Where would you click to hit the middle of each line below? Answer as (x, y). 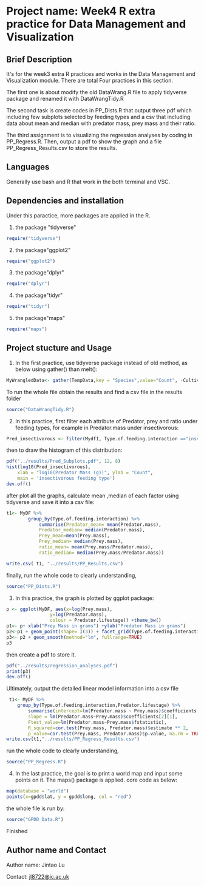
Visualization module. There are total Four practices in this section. (90, 80)
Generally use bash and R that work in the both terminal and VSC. (88, 182)
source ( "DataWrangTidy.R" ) (40, 409)
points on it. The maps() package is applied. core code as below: (96, 780)
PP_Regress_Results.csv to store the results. (62, 148)
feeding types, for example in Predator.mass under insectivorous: (97, 428)
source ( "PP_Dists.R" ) (34, 586)
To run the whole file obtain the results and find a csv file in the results (94, 392)
